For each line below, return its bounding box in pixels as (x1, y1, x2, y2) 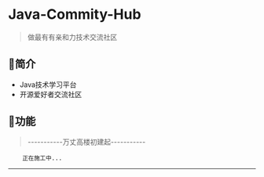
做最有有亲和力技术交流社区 (27, 32, 118, 42)
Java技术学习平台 (19, 80, 77, 89)
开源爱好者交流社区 (19, 89, 82, 99)
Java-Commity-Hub (8, 5, 141, 23)
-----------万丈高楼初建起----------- (27, 137, 146, 146)
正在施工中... (22, 154, 63, 162)
